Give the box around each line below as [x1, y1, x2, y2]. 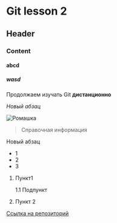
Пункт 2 [15, 198, 36, 205]
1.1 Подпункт [15, 187, 47, 194]
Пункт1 [15, 174, 33, 182]
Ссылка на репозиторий [6, 210, 69, 217]
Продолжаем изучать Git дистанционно [6, 91, 112, 98]
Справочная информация [21, 126, 88, 134]
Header [6, 29, 35, 39]
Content [6, 47, 32, 55]
